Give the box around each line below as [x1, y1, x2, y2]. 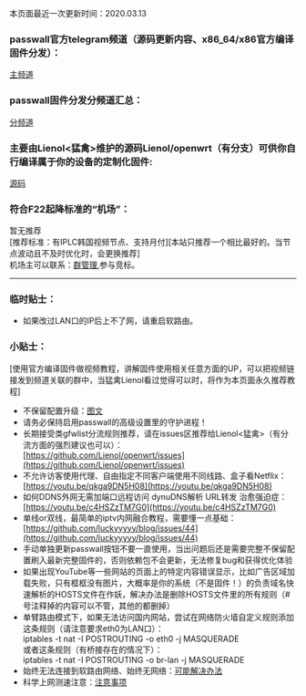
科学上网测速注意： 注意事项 [22, 676, 127, 687]
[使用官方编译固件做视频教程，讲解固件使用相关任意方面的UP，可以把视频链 [9, 363, 295, 374]
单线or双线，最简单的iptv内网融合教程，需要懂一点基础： [22, 512, 237, 523]
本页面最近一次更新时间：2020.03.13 [9, 8, 148, 18]
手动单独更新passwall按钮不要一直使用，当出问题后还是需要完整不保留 [22, 543, 288, 554]
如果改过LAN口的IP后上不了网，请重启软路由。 [22, 316, 199, 327]
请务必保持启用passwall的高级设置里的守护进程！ [22, 416, 208, 427]
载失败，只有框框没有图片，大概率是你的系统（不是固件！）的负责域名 [22, 577, 287, 588]
